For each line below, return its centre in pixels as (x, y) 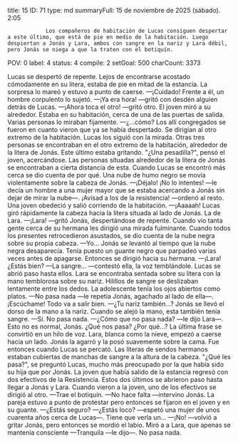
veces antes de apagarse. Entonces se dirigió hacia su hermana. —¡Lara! (114, 258)
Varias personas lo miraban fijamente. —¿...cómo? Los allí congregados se (117, 122)
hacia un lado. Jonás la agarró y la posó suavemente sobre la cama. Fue (113, 342)
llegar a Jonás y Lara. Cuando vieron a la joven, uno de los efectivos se (112, 387)
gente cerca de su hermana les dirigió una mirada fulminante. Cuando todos (119, 228)
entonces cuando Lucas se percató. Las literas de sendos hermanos (108, 349)
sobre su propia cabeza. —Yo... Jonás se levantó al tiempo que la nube (112, 243)
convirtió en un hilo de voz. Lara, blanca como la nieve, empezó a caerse (114, 334)
